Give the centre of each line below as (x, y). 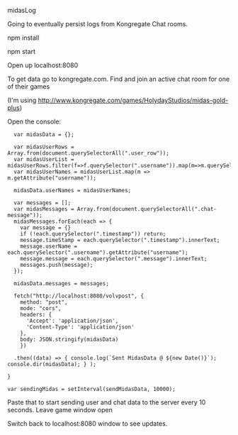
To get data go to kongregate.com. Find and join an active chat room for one (119, 79)
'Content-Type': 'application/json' (80, 327)
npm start (22, 51)
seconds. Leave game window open (60, 410)
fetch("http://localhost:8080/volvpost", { (79, 296)
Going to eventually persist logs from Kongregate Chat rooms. (97, 24)
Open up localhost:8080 (43, 65)
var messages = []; (42, 203)
